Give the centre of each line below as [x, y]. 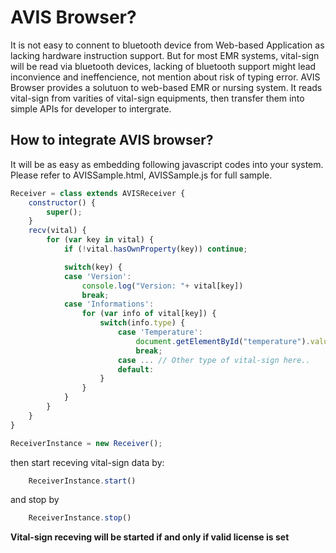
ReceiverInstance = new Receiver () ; [86, 443]
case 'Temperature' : [160, 332]
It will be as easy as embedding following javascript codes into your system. [167, 164]
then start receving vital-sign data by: [87, 462]
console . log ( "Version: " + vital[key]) [162, 286]
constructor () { [62, 202]
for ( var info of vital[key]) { [149, 314]
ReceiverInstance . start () [82, 481]
